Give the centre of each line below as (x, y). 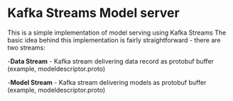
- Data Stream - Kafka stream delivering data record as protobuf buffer (111, 61)
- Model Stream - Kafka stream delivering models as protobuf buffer (107, 82)
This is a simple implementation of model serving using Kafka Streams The (117, 32)
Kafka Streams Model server (93, 13)
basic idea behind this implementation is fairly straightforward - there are (114, 40)
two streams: (27, 47)
